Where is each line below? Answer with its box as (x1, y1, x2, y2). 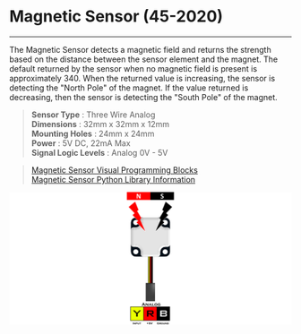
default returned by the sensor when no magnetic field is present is (9, 63, 258, 73)
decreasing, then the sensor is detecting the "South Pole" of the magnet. (9, 91, 278, 102)
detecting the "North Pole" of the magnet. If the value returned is (9, 82, 249, 93)
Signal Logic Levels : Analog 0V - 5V (30, 147, 168, 158)
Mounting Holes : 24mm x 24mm (30, 128, 155, 139)
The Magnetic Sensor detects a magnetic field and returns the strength (9, 44, 271, 55)
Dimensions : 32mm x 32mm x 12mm (30, 118, 170, 129)
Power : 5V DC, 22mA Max (30, 137, 132, 149)
